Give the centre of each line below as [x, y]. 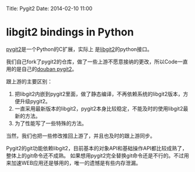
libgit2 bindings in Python [70, 32]
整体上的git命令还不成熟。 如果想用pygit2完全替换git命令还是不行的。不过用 [98, 156]
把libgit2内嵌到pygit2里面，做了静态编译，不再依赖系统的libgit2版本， [99, 94]
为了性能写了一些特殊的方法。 [51, 123]
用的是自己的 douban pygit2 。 [42, 69]
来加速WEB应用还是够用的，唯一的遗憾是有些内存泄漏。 [74, 163]
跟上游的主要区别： [29, 81]
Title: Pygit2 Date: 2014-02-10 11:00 [49, 9]
